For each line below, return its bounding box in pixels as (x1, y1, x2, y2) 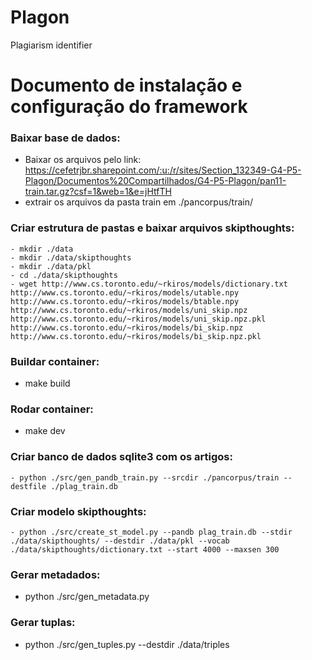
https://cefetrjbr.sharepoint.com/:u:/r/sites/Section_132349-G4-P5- (24, 164, 302, 176)
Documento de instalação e (10, 74, 243, 97)
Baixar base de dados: (10, 131, 121, 145)
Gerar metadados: (10, 567, 101, 581)
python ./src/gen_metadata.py (24, 591, 150, 603)
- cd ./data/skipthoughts (10, 270, 118, 280)
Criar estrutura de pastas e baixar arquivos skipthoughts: (10, 221, 295, 235)
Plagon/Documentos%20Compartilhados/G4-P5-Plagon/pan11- (24, 175, 287, 187)
